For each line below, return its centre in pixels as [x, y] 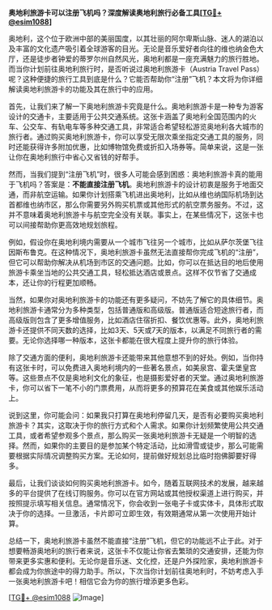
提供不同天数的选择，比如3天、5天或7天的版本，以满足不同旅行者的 [142, 330]
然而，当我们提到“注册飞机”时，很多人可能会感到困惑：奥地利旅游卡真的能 [132, 174]
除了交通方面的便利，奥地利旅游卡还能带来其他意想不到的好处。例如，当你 [132, 357]
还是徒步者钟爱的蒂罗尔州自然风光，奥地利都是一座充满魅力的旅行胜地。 [143, 59]
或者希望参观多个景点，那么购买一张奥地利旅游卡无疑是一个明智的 [139, 435]
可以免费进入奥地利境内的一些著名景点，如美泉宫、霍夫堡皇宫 [153, 367]
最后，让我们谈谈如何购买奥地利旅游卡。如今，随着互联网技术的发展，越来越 [136, 483]
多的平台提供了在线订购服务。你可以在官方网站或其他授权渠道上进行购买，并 [136, 493]
